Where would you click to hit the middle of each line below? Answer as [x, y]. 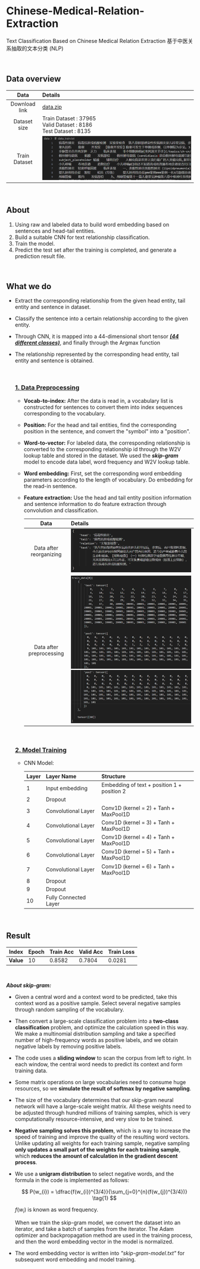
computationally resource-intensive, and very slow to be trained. [94, 1119]
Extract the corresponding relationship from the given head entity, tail [100, 301]
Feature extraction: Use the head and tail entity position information [107, 497]
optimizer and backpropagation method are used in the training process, [104, 1235]
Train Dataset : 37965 [69, 118]
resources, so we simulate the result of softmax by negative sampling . [103, 1088]
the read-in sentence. [50, 486]
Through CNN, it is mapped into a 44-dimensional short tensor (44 [97, 336]
